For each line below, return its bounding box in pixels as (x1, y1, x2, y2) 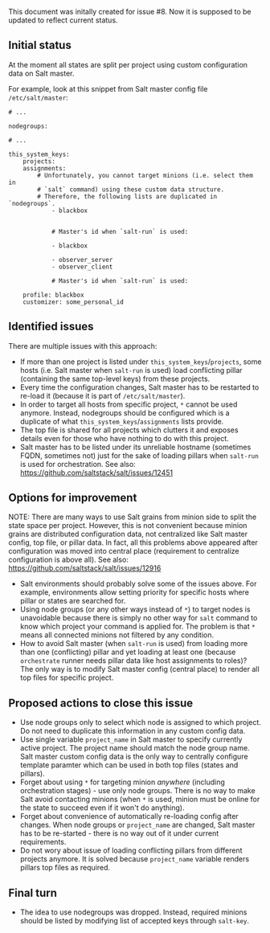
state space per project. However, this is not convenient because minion (8, 521, 247, 530)
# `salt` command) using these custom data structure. (37, 185, 225, 194)
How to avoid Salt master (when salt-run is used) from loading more (19, 639, 248, 649)
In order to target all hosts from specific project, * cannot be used (19, 399, 238, 409)
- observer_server (51, 256, 113, 264)
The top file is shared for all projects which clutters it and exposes (19, 425, 239, 435)
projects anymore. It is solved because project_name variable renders (19, 854, 250, 864)
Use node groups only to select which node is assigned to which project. (19, 718, 261, 727)
